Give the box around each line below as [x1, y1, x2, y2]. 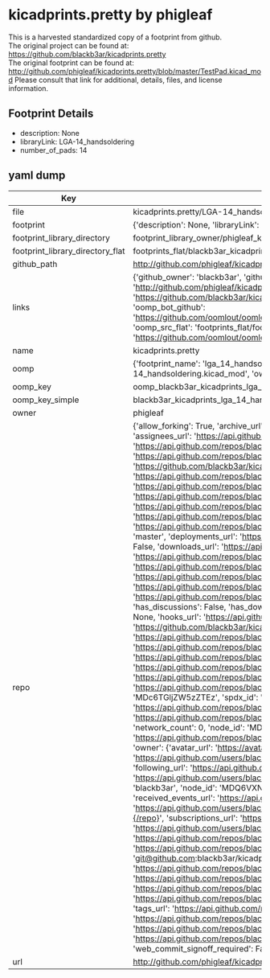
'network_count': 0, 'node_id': [132, 721, 245, 733]
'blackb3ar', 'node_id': [132, 782, 218, 793]
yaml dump [8, 169, 66, 183]
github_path [12, 258, 58, 269]
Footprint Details [8, 107, 94, 121]
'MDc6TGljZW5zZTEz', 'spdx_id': [132, 692, 259, 703]
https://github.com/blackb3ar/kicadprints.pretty [8, 49, 166, 59]
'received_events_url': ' [132, 792, 220, 803]
